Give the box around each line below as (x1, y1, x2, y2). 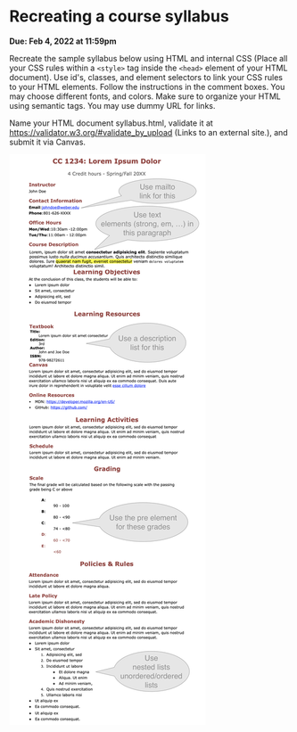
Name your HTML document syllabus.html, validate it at (9, 118, 214, 128)
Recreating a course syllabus (9, 6, 229, 27)
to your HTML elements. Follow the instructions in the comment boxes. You (9, 81, 285, 92)
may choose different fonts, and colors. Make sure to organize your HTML (9, 91, 281, 102)
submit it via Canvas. (9, 136, 87, 147)
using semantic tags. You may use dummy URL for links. (9, 100, 216, 111)
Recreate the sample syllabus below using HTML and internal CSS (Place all (9, 53, 288, 63)
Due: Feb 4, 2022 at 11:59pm (9, 36, 117, 46)
